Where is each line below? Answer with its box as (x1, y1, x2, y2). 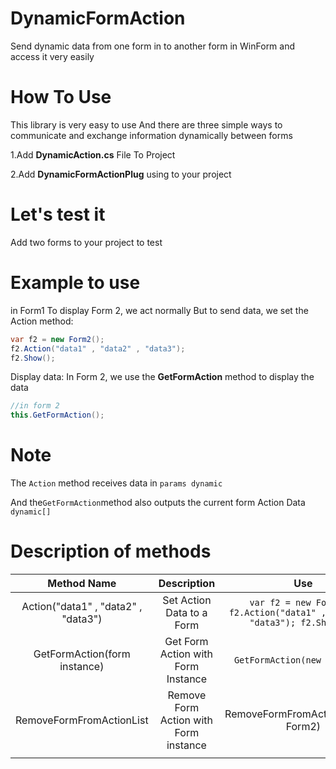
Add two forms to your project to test (10, 236, 163, 248)
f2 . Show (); (10, 353, 56, 363)
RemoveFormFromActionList (15, 713, 149, 727)
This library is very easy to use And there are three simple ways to (10, 118, 283, 131)
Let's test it (10, 203, 106, 226)
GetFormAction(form (33, 647, 131, 661)
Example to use (10, 272, 141, 294)
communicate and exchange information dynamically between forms (10, 129, 293, 141)
